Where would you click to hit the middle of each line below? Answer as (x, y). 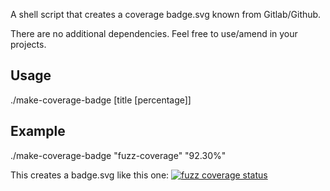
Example (38, 131)
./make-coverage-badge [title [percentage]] (101, 100)
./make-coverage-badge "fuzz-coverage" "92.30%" (118, 155)
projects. (28, 44)
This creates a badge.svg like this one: (90, 175)
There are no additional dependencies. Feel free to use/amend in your (154, 33)
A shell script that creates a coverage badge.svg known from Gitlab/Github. (166, 14)
